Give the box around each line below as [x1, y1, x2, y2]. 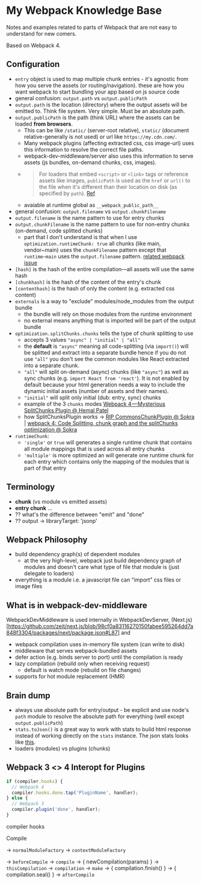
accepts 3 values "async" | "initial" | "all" [23, 336, 141, 343]
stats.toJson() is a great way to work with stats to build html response [14, 726, 191, 732]
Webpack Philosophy [6, 534, 88, 545]
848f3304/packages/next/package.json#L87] [6, 629, 120, 636]
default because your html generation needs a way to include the [23, 381, 185, 388]
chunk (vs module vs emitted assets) [14, 498, 107, 505]
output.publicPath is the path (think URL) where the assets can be [14, 114, 180, 121]
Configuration [6, 59, 60, 69]
